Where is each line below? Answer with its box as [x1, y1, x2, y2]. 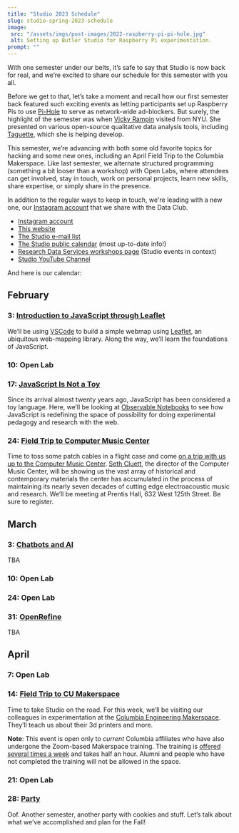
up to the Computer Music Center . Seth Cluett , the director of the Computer [7, 459, 230, 468]
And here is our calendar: [7, 269, 82, 277]
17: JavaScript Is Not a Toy [7, 379, 101, 389]
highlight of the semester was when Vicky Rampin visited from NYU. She [7, 115, 221, 123]
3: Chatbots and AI [7, 539, 73, 549]
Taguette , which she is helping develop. [7, 130, 125, 138]
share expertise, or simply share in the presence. [7, 182, 151, 190]
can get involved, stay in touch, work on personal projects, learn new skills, [7, 174, 228, 183]
